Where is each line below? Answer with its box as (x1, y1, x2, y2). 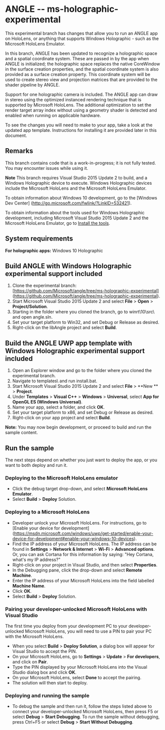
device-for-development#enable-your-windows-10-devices (12, 535, 134, 541)
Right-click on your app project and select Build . (12, 415, 111, 421)
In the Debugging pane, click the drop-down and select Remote (12, 567, 142, 573)
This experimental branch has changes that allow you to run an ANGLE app (5, 30, 158, 36)
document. (5, 132, 27, 138)
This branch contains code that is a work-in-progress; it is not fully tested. (5, 160, 156, 166)
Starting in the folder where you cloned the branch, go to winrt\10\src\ (12, 309, 155, 315)
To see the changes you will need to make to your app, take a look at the (5, 122, 153, 128)
